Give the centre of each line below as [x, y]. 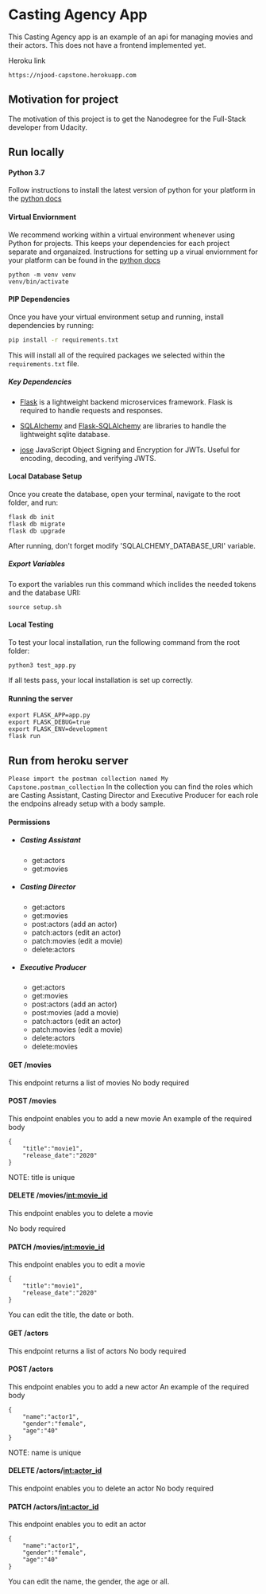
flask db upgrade [37, 531]
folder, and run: [33, 502]
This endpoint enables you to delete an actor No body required [111, 1488]
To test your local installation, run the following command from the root [124, 642]
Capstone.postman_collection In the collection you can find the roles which [131, 787]
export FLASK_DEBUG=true [49, 722]
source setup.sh [35, 607]
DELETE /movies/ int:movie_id [58, 1195]
